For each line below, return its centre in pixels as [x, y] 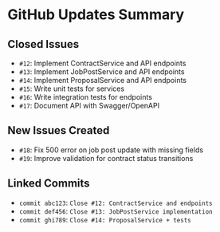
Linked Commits [49, 184]
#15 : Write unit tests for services [72, 88]
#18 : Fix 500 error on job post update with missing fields [111, 150]
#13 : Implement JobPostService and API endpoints [102, 72]
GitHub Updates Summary [96, 15]
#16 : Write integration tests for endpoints [86, 97]
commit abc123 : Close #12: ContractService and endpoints [116, 203]
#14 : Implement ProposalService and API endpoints [102, 80]
